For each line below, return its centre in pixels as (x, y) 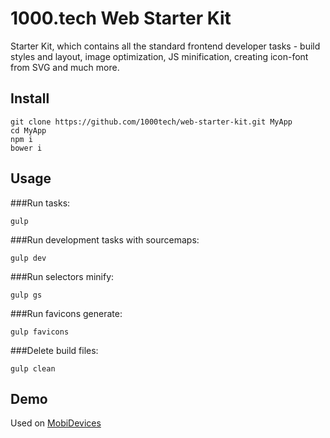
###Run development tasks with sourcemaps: (105, 239)
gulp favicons (40, 332)
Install (30, 98)
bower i (26, 148)
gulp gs (26, 295)
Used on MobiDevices (56, 423)
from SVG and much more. (65, 67)
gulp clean (33, 368)
